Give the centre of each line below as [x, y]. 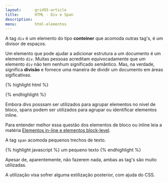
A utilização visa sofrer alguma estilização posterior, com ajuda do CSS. [80, 175]
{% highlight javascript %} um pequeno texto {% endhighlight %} [73, 150]
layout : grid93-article [36, 10]
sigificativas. [18, 75]
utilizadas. [16, 165]
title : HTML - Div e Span [39, 15]
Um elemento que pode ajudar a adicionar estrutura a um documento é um [83, 54]
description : [19, 19]
